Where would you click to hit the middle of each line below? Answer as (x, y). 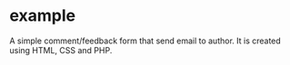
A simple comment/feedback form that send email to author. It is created (145, 41)
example (43, 16)
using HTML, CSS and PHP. (61, 50)
